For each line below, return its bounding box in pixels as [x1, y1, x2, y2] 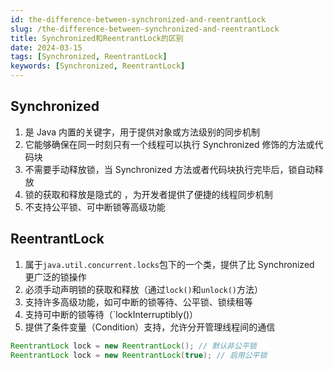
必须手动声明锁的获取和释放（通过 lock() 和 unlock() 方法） [24, 283, 264, 295]
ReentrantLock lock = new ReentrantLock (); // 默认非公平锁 [10, 341, 257, 351]
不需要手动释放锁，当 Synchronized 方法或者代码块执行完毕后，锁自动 [24, 163, 315, 175]
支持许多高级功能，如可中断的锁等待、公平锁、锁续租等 [24, 296, 253, 308]
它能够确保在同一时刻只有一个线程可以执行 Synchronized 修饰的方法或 [24, 138, 315, 150]
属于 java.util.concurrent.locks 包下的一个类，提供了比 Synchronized [24, 258, 315, 270]
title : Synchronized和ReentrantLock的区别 [10, 33, 184, 43]
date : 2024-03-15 [10, 42, 83, 53]
